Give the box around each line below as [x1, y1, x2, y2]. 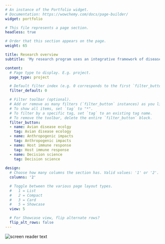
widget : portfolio [5, 16, 43, 21]
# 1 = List [9, 188, 36, 193]
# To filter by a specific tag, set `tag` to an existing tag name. [9, 111, 153, 116]
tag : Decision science [14, 156, 60, 161]
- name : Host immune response [9, 143, 71, 148]
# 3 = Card [9, 197, 36, 202]
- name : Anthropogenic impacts [9, 134, 74, 139]
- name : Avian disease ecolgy [9, 124, 71, 129]
